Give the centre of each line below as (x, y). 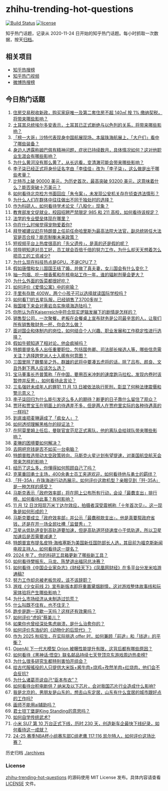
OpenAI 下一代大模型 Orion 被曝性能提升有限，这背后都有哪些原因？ (83, 648)
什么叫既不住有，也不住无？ (41, 605)
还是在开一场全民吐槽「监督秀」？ (57, 524)
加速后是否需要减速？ (35, 536)
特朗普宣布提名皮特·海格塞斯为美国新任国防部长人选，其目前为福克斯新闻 (88, 543)
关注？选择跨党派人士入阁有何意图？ (50, 356)
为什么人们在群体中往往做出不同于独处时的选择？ (63, 199)
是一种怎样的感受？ (33, 486)
